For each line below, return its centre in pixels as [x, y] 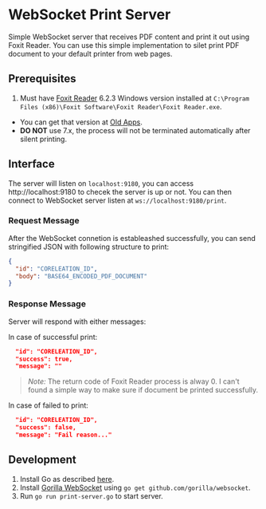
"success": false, [46, 428]
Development [43, 460]
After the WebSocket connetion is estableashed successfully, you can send [132, 238]
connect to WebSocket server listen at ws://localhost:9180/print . [117, 200]
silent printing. [43, 139]
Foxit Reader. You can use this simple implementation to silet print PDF [124, 45]
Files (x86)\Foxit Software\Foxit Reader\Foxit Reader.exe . [121, 106]
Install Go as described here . [67, 479]
